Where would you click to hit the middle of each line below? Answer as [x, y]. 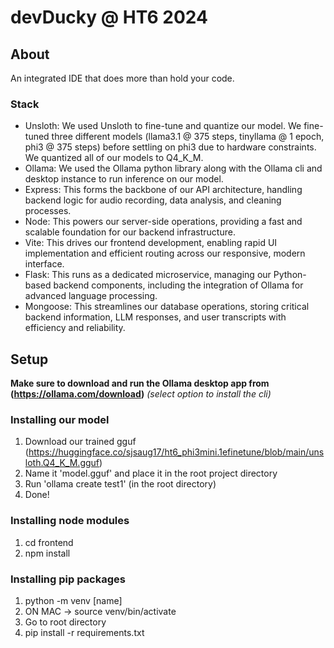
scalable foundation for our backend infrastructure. [130, 232]
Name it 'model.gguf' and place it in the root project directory [151, 473]
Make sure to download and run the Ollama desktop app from [140, 383]
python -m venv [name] [73, 600]
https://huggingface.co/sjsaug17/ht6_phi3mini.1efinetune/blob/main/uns [176, 452]
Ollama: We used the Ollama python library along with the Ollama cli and [173, 168]
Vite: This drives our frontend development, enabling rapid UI [151, 243]
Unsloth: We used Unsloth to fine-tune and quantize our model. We [163, 126]
